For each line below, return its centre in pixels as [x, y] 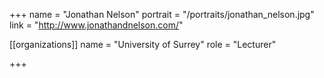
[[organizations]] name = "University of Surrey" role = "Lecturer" [143, 44]
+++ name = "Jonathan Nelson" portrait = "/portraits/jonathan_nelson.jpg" [162, 14]
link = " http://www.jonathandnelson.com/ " [96, 25]
